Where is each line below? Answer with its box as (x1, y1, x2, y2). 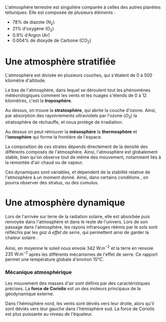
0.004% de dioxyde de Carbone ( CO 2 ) (12, 37, 91, 44)
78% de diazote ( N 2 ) (12, 19, 55, 26)
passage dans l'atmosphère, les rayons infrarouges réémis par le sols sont (5, 224, 158, 230)
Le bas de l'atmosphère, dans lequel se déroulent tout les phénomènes (5, 87, 151, 93)
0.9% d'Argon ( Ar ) (12, 32, 50, 38)
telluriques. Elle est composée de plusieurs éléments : (5, 9, 116, 15)
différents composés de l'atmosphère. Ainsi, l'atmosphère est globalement (5, 149, 158, 155)
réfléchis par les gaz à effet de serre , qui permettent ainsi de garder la (5, 230, 149, 236)
